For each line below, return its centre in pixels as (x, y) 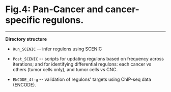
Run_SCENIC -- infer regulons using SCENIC (57, 49)
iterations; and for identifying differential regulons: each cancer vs (82, 64)
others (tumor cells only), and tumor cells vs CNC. (65, 69)
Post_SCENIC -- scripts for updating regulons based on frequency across (88, 58)
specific (23, 20)
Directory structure (26, 39)
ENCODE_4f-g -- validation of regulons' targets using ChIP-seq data (82, 79)
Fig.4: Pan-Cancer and (54, 9)
